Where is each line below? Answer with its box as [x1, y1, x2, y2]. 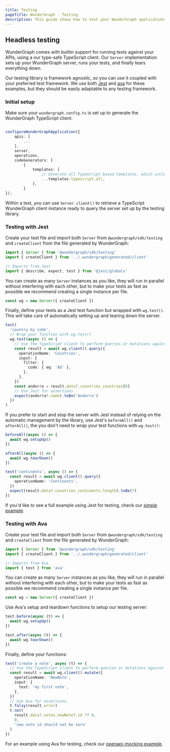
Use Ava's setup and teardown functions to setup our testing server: [5, 604, 148, 610]
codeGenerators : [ [14, 157, 53, 163]
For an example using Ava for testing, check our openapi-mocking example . [5, 740, 163, 747]
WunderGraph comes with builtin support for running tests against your [5, 49, 154, 55]
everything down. [5, 65, 42, 71]
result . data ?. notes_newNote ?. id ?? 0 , [14, 713, 96, 718]
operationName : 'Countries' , [18, 350, 80, 356]
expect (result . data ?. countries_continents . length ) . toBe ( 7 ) [10, 488, 137, 493]
